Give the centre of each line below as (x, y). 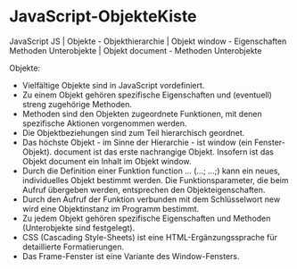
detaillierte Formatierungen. (73, 247)
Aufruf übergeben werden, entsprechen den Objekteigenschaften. (144, 189)
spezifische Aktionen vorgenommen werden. (104, 123)
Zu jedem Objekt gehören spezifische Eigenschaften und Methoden (146, 218)
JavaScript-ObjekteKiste (103, 17)
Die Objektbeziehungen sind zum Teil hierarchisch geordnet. (133, 132)
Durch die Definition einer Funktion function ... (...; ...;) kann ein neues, (151, 171)
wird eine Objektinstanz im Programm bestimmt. (111, 208)
